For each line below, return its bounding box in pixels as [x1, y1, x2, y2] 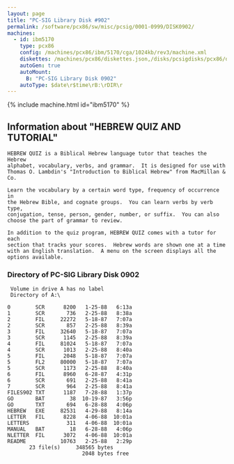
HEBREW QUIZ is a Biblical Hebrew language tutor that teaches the [7, 150, 208, 157]
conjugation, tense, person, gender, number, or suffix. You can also [7, 211, 219, 218]
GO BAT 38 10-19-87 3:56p [7, 395, 132, 403]
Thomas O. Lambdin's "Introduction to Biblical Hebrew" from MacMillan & [7, 169, 226, 176]
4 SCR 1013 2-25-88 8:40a [7, 346, 132, 354]
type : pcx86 [19, 42, 54, 49]
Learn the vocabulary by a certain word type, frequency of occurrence [7, 187, 219, 194]
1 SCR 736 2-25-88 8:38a [7, 310, 132, 317]
